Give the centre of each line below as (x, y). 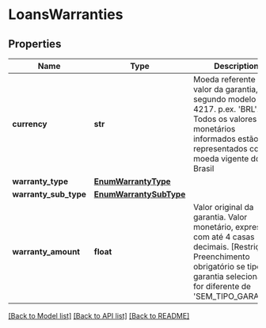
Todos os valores (225, 119)
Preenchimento (221, 257)
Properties (35, 44)
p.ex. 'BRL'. (239, 109)
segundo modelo (224, 99)
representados (220, 149)
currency (30, 124)
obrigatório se (219, 267)
